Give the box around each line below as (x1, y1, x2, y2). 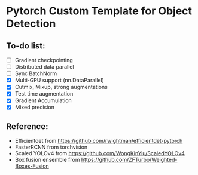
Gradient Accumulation (14, 97, 72, 104)
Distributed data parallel (14, 63, 74, 70)
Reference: (6, 121, 48, 131)
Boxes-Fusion (14, 162, 49, 170)
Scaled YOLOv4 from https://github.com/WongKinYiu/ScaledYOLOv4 (14, 150, 185, 157)
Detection (6, 17, 56, 30)
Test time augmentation (14, 90, 74, 97)
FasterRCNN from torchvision (14, 143, 88, 151)
